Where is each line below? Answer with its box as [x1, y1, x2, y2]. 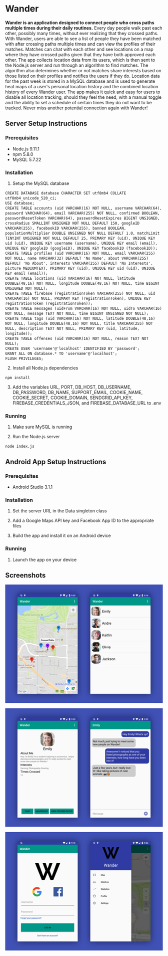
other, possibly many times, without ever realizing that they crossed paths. [5, 30, 158, 36]
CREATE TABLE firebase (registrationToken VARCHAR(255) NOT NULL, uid [5, 291, 155, 296]
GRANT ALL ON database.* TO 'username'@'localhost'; [5, 351, 117, 356]
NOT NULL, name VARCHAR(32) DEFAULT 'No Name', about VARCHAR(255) [5, 256, 149, 261]
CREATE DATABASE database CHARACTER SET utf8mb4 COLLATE [5, 190, 126, 196]
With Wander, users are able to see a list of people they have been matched [5, 36, 161, 42]
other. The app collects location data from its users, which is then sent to [5, 57, 155, 63]
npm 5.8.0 [12, 151, 33, 157]
